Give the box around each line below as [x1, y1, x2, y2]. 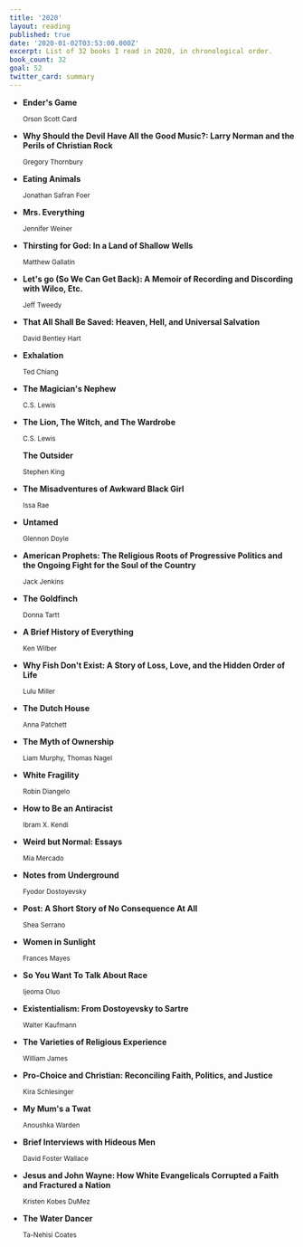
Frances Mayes [22, 954, 71, 963]
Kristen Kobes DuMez [22, 1196, 90, 1206]
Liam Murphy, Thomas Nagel [22, 753, 113, 763]
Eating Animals [22, 173, 81, 184]
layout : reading [9, 22, 71, 31]
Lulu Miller [22, 687, 56, 696]
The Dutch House [22, 702, 90, 713]
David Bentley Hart [22, 334, 81, 343]
